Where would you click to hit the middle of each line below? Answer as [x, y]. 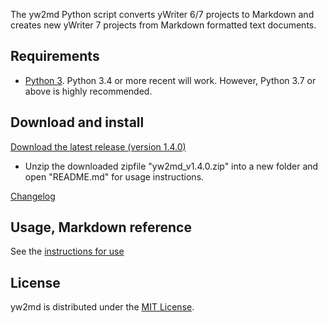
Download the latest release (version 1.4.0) [98, 146]
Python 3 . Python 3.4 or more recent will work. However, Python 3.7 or [170, 80]
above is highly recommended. [88, 91]
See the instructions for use [67, 251]
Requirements [55, 56]
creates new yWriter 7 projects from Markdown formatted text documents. [163, 25]
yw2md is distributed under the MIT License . [102, 307]
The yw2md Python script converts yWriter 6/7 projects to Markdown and [162, 14]
